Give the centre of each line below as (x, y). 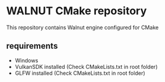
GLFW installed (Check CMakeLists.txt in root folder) (80, 73)
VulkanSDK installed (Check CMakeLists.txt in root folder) (86, 67)
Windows (26, 60)
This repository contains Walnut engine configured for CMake (82, 27)
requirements (32, 46)
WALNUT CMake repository (76, 11)
